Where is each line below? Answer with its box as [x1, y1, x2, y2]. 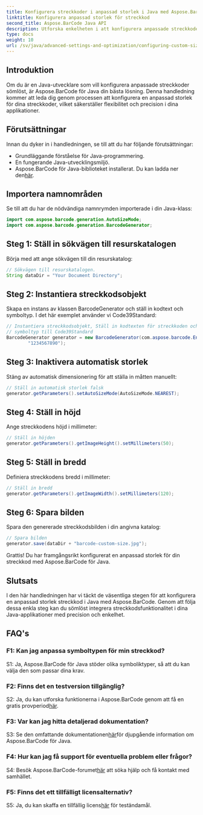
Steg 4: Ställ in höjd [6, 407, 81, 417]
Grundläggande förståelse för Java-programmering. [14, 152, 145, 159]
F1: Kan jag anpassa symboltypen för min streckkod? [6, 647, 165, 655]
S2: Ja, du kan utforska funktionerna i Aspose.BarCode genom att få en [6, 695, 184, 702]
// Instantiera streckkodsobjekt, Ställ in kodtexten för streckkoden [6, 323, 188, 330]
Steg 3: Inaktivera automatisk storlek [6, 357, 149, 367]
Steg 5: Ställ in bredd [6, 457, 86, 468]
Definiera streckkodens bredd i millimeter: [6, 473, 111, 480]
